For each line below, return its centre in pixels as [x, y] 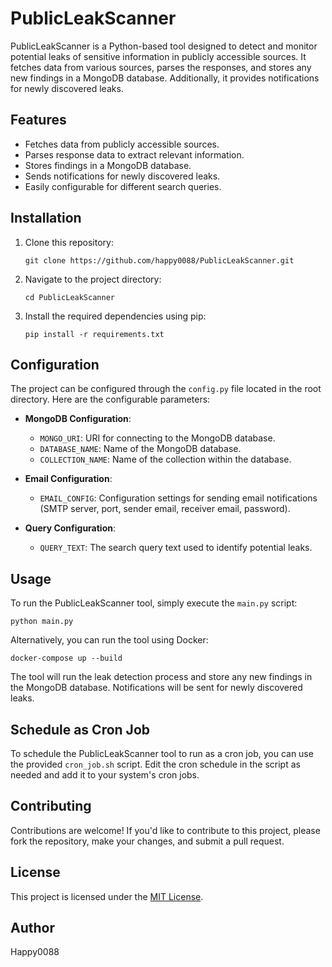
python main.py [42, 622]
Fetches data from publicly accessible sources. [122, 144]
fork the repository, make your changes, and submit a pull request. [147, 841]
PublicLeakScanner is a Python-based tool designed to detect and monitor [164, 46]
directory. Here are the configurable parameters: [110, 399]
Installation [46, 218]
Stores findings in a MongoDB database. [108, 165]
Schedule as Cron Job [80, 729]
